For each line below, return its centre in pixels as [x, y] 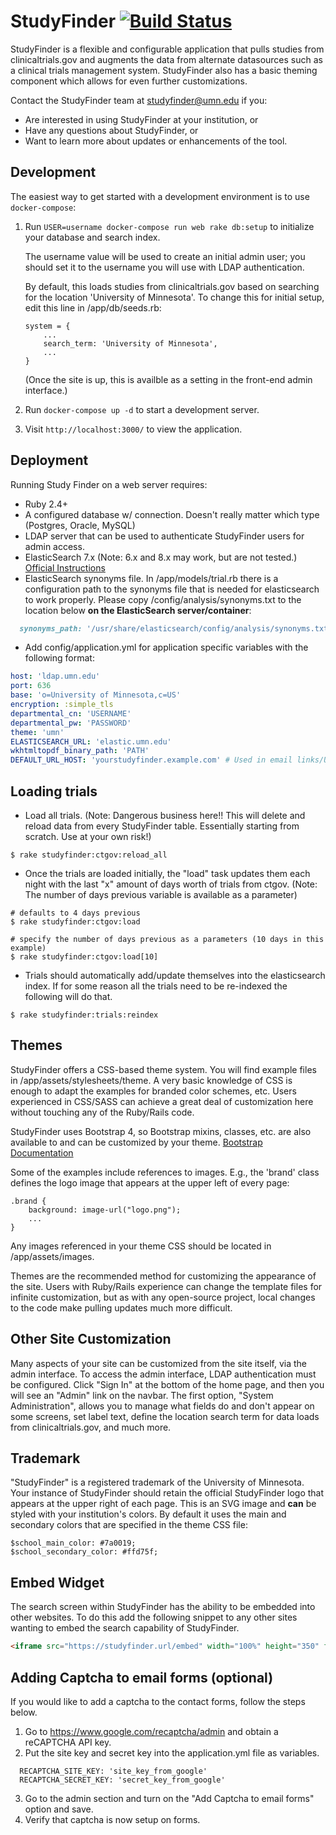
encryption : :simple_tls [62, 705]
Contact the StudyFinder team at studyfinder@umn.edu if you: [139, 100]
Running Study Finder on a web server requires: [109, 484]
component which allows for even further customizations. [129, 81]
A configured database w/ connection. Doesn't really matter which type [172, 514]
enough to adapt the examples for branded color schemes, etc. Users [153, 1091]
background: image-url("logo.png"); [105, 1210]
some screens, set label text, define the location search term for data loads [165, 1416]
